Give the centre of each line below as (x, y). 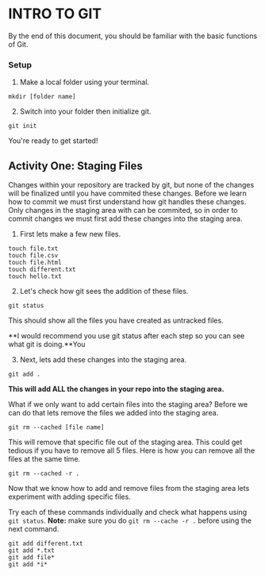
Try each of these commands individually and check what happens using (128, 512)
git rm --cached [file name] (56, 427)
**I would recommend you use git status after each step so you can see (127, 336)
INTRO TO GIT (55, 14)
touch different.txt (42, 270)
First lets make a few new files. (70, 234)
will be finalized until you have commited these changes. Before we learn (128, 193)
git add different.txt (46, 544)
